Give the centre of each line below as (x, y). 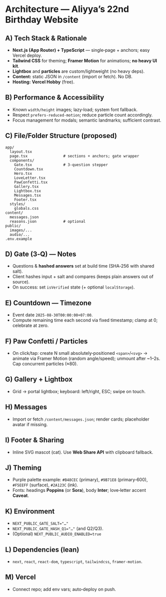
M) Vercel (20, 577)
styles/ (18, 204)
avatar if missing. (30, 424)
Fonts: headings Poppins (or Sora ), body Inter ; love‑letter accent (79, 490)
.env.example (19, 239)
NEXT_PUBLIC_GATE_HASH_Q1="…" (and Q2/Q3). (58, 529)
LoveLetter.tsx (30, 178)
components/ (22, 160)
